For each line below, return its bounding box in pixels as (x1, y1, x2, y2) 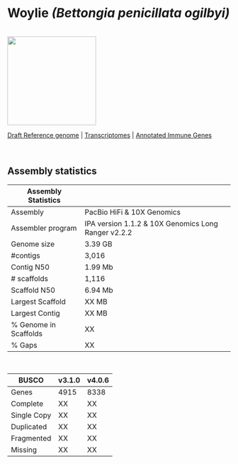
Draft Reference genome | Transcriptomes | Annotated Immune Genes (7, 131, 212, 139)
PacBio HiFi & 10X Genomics (84, 207, 181, 217)
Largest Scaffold (11, 297, 66, 306)
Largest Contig (11, 308, 60, 318)
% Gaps (11, 340, 38, 350)
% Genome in (11, 319, 57, 329)
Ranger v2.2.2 (84, 227, 132, 237)
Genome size (11, 239, 55, 249)
